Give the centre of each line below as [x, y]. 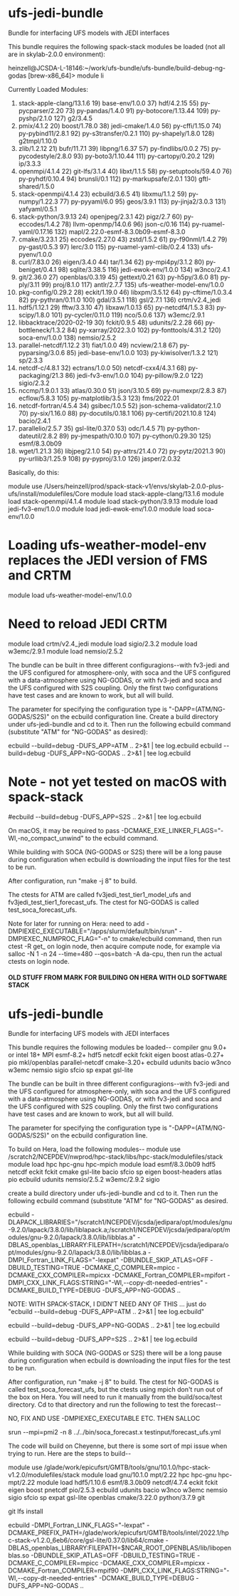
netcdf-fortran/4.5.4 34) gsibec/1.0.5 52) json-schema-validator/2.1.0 [119, 405]
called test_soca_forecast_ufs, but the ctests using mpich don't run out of [116, 1390]
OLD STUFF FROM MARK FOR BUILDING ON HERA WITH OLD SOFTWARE [118, 977]
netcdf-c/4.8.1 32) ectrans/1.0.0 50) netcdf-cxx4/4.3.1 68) [102, 367]
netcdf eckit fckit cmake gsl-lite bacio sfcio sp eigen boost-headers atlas [115, 1172]
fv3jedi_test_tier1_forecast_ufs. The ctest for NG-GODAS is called [103, 902]
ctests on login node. [39, 961]
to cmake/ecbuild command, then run [167, 938]
